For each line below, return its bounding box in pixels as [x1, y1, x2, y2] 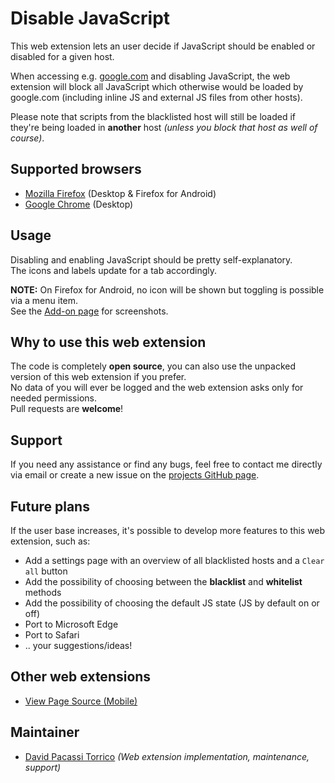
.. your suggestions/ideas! [24, 640, 133, 651]
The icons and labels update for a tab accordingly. [10, 264, 218, 276]
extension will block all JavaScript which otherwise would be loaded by [10, 80, 304, 92]
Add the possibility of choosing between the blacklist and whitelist [24, 576, 303, 587]
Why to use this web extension [10, 333, 207, 351]
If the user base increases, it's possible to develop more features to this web [10, 525, 326, 536]
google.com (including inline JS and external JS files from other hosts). [10, 91, 303, 103]
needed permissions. [10, 392, 97, 404]
